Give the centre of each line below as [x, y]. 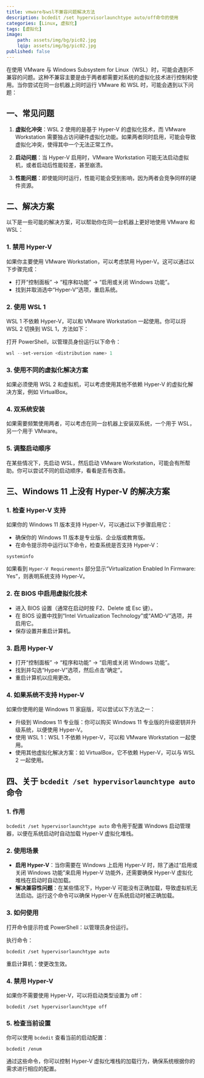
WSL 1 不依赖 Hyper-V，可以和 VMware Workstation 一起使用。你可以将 [96, 321]
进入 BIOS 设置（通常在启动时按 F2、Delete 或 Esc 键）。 [86, 608]
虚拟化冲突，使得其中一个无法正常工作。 [66, 144]
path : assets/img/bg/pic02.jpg [57, 40]
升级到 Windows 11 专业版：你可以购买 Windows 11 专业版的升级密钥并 [103, 722]
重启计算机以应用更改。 [44, 678]
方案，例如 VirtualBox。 [41, 392]
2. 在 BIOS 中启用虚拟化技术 [47, 593]
